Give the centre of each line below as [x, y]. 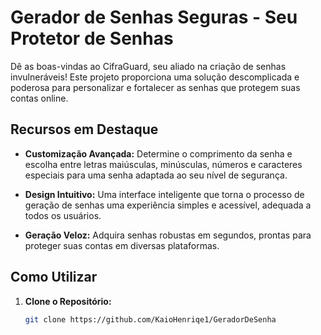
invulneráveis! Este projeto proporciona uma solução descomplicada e [155, 77]
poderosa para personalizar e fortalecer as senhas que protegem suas [155, 87]
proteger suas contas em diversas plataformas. [122, 245]
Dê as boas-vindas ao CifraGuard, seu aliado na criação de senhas [148, 66]
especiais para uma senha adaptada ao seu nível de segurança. [156, 175]
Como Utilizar [54, 277]
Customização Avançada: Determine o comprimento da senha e [158, 153]
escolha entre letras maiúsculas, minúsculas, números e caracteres [163, 164]
